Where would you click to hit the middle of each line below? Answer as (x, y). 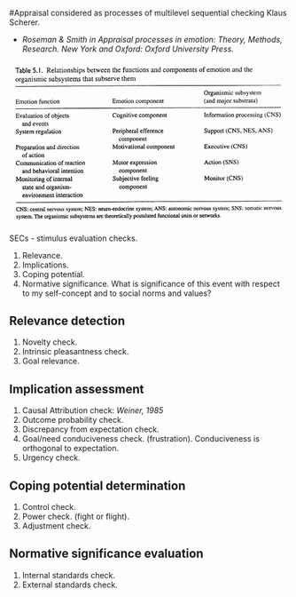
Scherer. (25, 22)
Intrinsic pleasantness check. (75, 352)
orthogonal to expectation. (70, 449)
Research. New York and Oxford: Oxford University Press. (128, 49)
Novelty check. (50, 342)
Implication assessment (77, 389)
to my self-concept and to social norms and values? (117, 293)
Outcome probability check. (73, 420)
